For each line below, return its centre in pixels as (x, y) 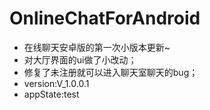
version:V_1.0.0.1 (56, 83)
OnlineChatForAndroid (105, 18)
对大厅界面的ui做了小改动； (80, 59)
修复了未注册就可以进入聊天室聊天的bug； (111, 72)
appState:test (51, 94)
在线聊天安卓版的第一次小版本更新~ (97, 47)
